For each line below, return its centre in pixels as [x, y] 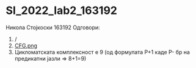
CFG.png [26, 46]
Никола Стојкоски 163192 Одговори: [53, 27]
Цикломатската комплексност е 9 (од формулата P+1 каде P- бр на [102, 52]
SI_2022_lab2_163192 [61, 11]
